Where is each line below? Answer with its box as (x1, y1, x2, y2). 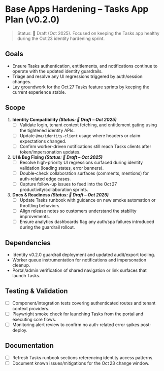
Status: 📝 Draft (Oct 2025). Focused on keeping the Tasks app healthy (17, 30, 160, 36)
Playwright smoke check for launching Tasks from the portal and (12, 311, 144, 317)
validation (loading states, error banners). (19, 165, 104, 171)
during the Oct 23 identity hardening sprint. (17, 36, 105, 41)
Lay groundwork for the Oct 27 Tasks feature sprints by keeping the (12, 84, 150, 90)
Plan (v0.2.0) (5, 14, 60, 25)
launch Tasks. (12, 272, 41, 278)
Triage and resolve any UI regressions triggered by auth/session (12, 73, 143, 79)
